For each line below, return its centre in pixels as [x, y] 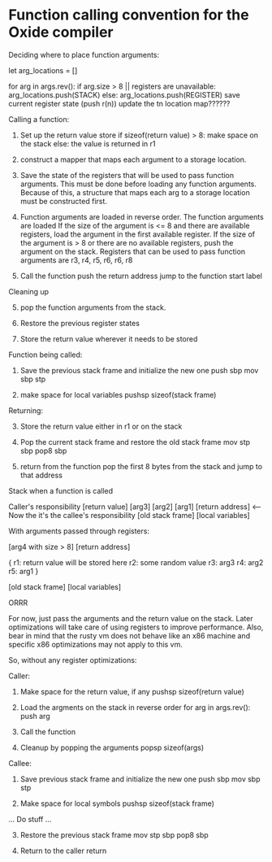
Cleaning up [29, 291]
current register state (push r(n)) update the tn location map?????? [119, 103]
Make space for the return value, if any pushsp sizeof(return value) [132, 691]
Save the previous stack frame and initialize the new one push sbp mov [139, 370]
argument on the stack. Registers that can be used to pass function [133, 251]
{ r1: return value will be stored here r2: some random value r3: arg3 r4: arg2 [136, 562]
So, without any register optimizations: [73, 660]
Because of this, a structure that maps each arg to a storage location [135, 192]
